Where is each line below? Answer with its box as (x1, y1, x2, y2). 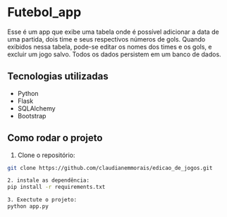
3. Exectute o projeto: (7, 197, 78, 204)
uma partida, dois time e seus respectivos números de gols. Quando (7, 35, 206, 43)
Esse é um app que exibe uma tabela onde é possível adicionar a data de (7, 27, 220, 36)
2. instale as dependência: (7, 177, 90, 184)
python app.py (7, 203, 49, 210)
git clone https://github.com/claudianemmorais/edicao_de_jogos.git (7, 164, 213, 171)
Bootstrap (17, 111, 47, 120)
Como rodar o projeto (7, 132, 103, 144)
